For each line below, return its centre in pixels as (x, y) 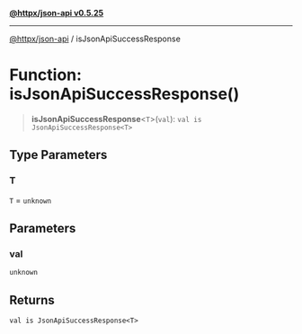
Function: (46, 75)
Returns (32, 300)
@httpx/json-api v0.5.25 (57, 13)
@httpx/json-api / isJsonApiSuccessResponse (95, 39)
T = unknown (31, 200)
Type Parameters (58, 155)
